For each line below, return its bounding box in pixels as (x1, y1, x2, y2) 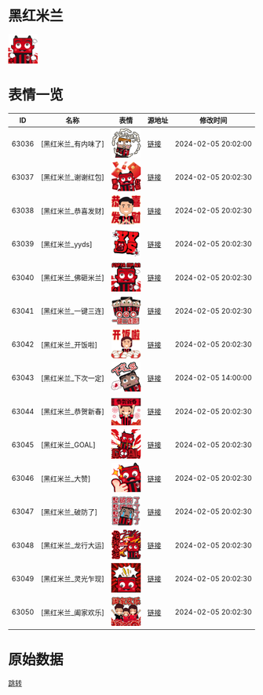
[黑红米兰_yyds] (40, 239, 93, 249)
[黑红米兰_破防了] (40, 507, 98, 516)
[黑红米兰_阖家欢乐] (40, 607, 104, 617)
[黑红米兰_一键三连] (40, 307, 104, 316)
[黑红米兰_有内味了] (40, 139, 104, 149)
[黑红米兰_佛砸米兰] (40, 273, 104, 282)
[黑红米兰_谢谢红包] (40, 173, 104, 182)
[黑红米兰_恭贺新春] (40, 407, 104, 417)
